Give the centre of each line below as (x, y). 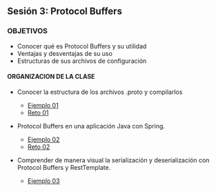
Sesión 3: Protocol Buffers (65, 11)
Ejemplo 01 (43, 105)
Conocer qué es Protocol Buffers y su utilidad (82, 46)
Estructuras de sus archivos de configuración (82, 61)
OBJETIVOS (28, 31)
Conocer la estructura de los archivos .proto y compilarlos (100, 92)
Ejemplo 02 (43, 139)
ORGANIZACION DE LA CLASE (51, 77)
